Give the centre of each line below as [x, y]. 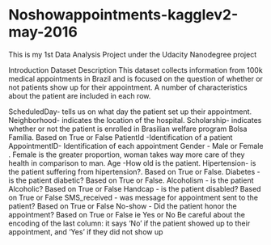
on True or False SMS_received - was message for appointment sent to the [133, 197]
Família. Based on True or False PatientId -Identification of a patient [121, 137]
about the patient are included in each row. [80, 95]
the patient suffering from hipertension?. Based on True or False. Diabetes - [134, 171]
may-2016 [43, 32]
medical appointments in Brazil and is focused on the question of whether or [135, 78]
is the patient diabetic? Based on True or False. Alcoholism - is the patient [131, 180]
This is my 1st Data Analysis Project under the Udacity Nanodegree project [133, 54]
